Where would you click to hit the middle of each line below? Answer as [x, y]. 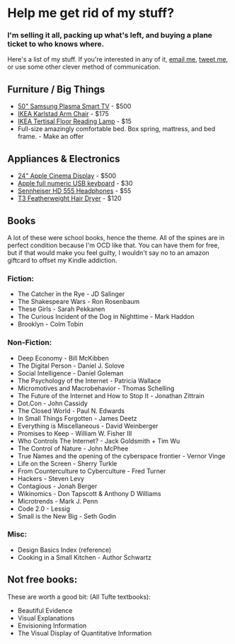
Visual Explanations [46, 618]
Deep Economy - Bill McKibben [63, 358]
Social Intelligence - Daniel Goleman [70, 373]
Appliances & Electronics [64, 158]
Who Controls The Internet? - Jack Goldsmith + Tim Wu [99, 441]
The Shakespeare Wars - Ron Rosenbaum [79, 302]
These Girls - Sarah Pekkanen [61, 309]
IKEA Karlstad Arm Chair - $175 [63, 114]
